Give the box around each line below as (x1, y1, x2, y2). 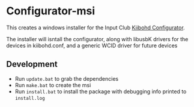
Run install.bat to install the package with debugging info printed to (14, 88, 187, 95)
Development (6, 59, 58, 69)
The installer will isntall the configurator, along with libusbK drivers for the (6, 35, 189, 42)
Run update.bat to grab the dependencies (14, 75, 119, 82)
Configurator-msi (6, 4, 95, 18)
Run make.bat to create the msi (14, 81, 91, 88)
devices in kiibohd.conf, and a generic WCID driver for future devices (6, 42, 178, 49)
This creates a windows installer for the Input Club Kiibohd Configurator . (6, 24, 185, 31)
